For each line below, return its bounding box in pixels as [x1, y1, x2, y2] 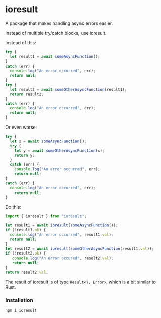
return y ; [14, 153, 35, 158]
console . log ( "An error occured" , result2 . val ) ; [12, 256, 114, 261]
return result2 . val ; [5, 270, 49, 275]
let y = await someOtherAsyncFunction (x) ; [14, 148, 105, 153]
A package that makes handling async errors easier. [5, 20, 113, 26]
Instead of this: [5, 39, 36, 46]
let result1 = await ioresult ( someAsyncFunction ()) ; [5, 223, 118, 228]
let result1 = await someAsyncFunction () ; [10, 54, 100, 59]
